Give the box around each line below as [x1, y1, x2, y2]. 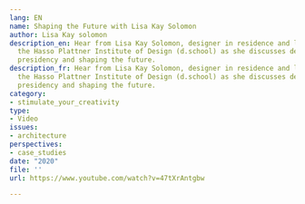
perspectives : [9, 140, 64, 149]
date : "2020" [9, 156, 59, 166]
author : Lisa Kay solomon [9, 30, 107, 39]
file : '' [9, 165, 43, 174]
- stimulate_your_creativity [9, 97, 120, 107]
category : [9, 89, 47, 98]
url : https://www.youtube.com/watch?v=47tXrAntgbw [9, 173, 205, 182]
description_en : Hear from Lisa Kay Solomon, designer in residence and [9, 38, 290, 48]
